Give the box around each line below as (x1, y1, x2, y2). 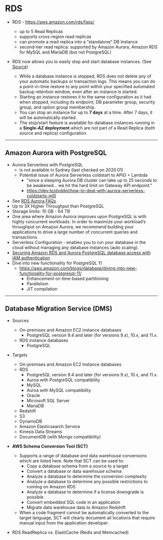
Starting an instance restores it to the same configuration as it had (19, 93, 152, 100)
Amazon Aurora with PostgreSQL (5, 149, 107, 157)
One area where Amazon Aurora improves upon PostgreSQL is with (12, 213, 147, 219)
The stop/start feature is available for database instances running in (19, 120, 155, 126)
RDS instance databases (19, 337, 69, 343)
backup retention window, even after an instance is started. (19, 89, 138, 94)
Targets (12, 352, 28, 358)
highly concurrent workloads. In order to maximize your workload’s (12, 219, 146, 224)
